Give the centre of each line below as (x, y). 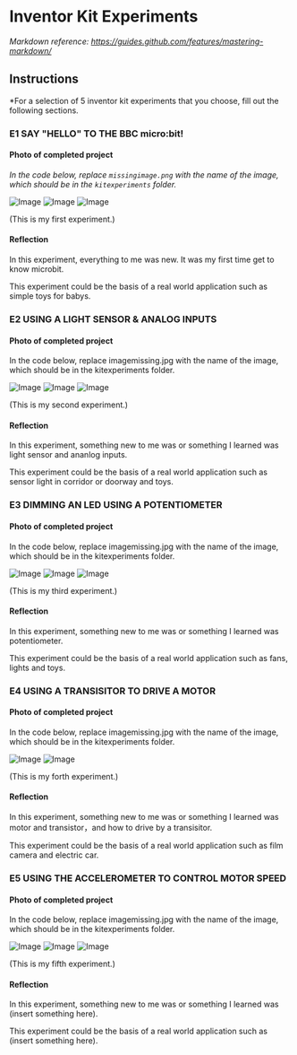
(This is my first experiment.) (62, 219)
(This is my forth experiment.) (64, 776)
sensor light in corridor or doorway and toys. (92, 482)
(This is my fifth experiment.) (63, 964)
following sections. (44, 110)
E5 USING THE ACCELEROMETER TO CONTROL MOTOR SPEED (148, 878)
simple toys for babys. (50, 296)
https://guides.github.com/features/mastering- (177, 41)
